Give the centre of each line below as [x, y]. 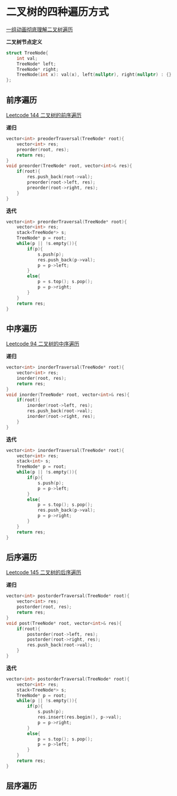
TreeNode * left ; [37, 64]
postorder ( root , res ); [44, 607]
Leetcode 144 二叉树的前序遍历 [44, 115]
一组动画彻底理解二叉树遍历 [40, 29]
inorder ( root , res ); [42, 378]
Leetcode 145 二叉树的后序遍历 [44, 573]
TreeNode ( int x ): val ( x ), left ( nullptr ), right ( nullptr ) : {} [94, 75]
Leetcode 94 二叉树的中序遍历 [43, 344]
